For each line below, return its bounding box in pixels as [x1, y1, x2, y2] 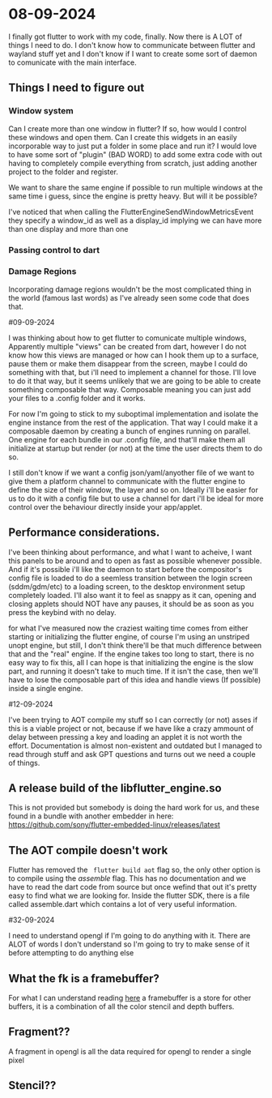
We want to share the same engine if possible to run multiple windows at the [8, 182, 263, 192]
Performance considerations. [8, 526, 160, 540]
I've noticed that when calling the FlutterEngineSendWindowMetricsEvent [8, 207, 254, 216]
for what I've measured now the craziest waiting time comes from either [8, 623, 249, 633]
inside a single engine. [8, 683, 83, 693]
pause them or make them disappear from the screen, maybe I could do [8, 358, 249, 369]
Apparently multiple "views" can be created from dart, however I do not [8, 341, 247, 351]
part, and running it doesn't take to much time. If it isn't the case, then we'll [8, 666, 259, 676]
